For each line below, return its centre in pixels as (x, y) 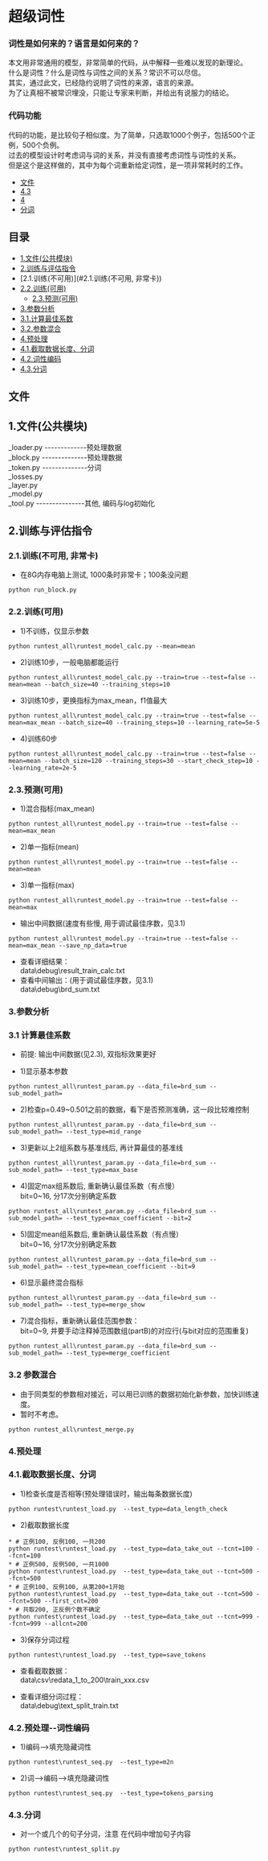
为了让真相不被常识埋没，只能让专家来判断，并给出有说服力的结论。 (121, 93)
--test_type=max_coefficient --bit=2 (129, 1219)
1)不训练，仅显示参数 (55, 631)
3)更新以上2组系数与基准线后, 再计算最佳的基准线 (102, 1148)
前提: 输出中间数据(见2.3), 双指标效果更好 (88, 1054)
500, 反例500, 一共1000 (72, 1564)
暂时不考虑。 (41, 1414)
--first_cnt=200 (71, 1601)
